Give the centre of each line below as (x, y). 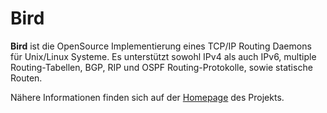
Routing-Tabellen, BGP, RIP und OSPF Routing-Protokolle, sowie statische (161, 67)
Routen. (26, 78)
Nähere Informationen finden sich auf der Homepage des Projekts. (147, 97)
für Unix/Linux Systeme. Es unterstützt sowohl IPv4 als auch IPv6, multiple (163, 56)
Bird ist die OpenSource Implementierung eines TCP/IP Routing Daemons (161, 46)
